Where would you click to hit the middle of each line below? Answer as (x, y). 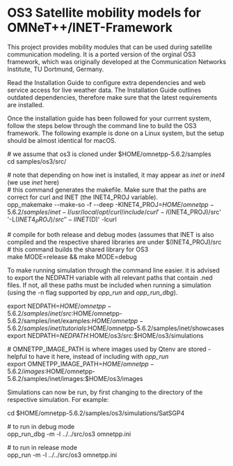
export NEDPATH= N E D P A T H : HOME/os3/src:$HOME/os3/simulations (105, 335)
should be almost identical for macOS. (62, 140)
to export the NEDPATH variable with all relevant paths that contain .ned (110, 277)
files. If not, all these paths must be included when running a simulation (109, 285)
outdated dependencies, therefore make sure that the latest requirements (112, 97)
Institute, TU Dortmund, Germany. (56, 69)
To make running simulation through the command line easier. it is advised (114, 270)
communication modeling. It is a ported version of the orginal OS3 (102, 54)
